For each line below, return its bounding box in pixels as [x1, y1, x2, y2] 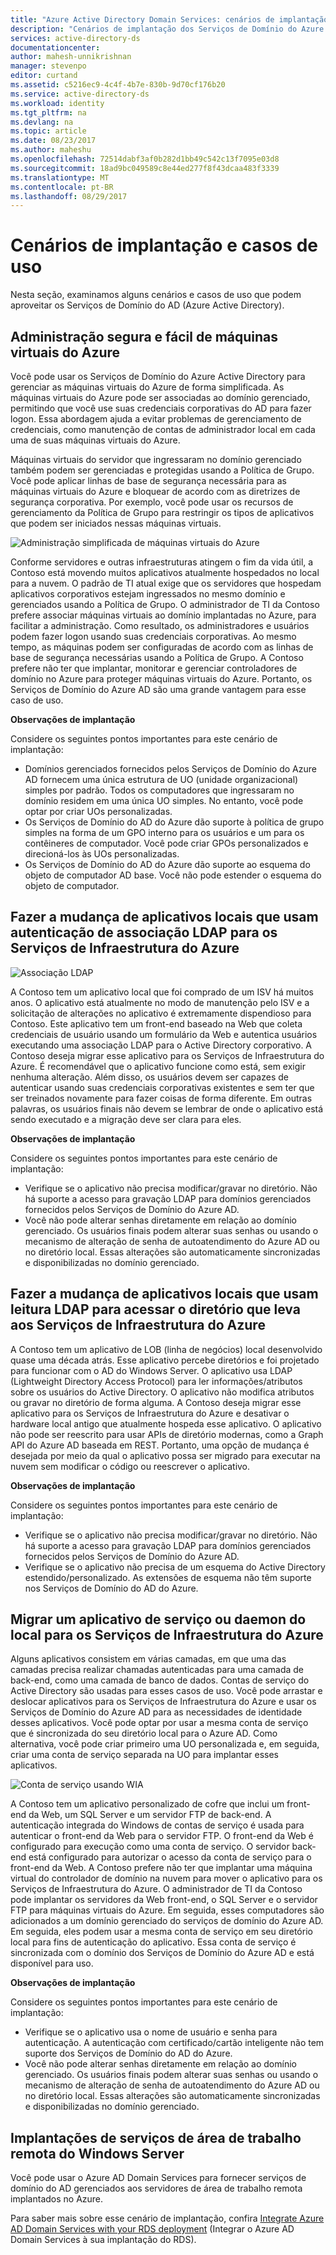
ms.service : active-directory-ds [10, 89, 150, 99]
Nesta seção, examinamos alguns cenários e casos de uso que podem [10, 289, 302, 301]
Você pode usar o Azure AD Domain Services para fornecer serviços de [10, 2172, 307, 2184]
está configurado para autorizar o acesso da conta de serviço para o [28, 1851, 312, 1863]
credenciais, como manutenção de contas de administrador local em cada [10, 424, 316, 435]
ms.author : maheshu [10, 145, 92, 155]
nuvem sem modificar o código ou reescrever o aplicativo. [10, 1460, 251, 1472]
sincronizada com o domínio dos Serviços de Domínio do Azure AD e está [10, 1947, 315, 1959]
